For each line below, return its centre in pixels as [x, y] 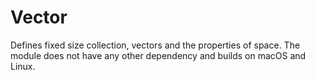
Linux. [23, 66]
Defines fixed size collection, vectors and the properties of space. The [155, 45]
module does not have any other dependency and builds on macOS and [158, 55]
